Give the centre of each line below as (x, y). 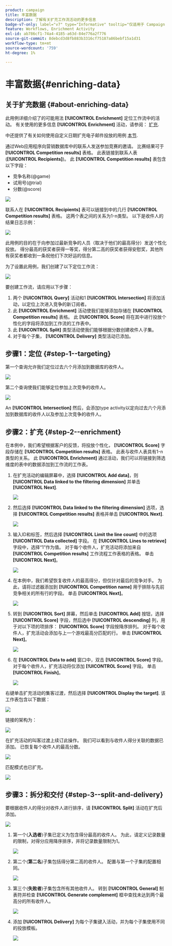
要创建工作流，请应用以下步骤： (39, 287)
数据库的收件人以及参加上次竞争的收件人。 (59, 414)
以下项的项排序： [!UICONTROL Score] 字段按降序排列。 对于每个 (91, 627)
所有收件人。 (40, 901)
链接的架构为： (21, 720)
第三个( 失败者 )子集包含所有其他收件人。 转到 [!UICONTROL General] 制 (88, 888)
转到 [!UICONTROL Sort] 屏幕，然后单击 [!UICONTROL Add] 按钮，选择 (88, 614)
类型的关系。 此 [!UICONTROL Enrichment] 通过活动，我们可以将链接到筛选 (85, 458)
